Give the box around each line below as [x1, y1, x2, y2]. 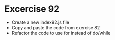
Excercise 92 [4, 3, 60, 15]
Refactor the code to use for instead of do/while [11, 30, 111, 36]
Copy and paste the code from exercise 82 [11, 24, 100, 30]
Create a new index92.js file [11, 20, 69, 25]
